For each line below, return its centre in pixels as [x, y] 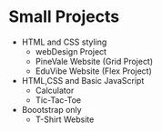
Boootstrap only [52, 109]
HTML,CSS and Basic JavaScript [83, 80]
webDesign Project [71, 51]
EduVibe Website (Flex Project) [93, 71]
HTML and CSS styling [64, 42]
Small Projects [64, 17]
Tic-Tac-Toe [58, 100]
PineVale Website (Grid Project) [94, 61]
